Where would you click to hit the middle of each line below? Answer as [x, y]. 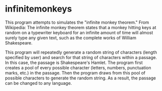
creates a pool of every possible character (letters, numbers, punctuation [78, 68]
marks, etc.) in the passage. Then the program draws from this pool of [75, 73]
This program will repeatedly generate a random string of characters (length [81, 52]
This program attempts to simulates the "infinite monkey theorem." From [77, 22]
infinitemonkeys [39, 9]
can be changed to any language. [39, 83]
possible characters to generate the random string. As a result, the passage [81, 78]
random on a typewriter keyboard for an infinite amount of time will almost [79, 32]
